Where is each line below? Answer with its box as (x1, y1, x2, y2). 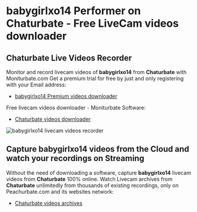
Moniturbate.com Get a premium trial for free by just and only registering (6, 75, 184, 82)
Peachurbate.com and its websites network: (6, 188, 114, 195)
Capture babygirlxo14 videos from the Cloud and (6, 144, 189, 155)
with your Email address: (6, 81, 66, 88)
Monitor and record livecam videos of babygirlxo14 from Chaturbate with (6, 69, 187, 75)
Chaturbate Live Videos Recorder (6, 53, 132, 63)
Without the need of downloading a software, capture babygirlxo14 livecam (6, 169, 192, 176)
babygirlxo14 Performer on (6, 4, 141, 18)
